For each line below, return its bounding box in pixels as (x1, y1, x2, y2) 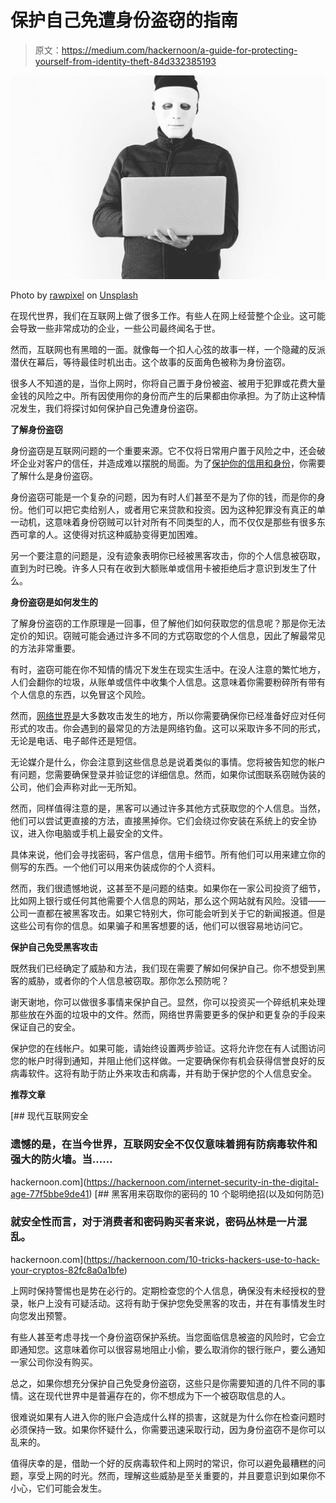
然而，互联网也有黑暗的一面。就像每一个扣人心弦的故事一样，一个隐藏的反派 (10, 344, 326, 356)
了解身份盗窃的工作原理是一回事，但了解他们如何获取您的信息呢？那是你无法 (10, 617, 326, 630)
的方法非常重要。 (10, 642, 81, 655)
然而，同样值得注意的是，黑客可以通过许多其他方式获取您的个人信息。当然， (10, 802, 326, 815)
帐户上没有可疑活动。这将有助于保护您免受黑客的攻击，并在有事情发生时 (27, 1297, 326, 1309)
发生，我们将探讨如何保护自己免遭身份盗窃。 (18, 402, 203, 415)
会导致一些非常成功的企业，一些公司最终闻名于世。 (10, 322, 221, 335)
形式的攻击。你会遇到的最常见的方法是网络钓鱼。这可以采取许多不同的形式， (10, 722, 326, 735)
